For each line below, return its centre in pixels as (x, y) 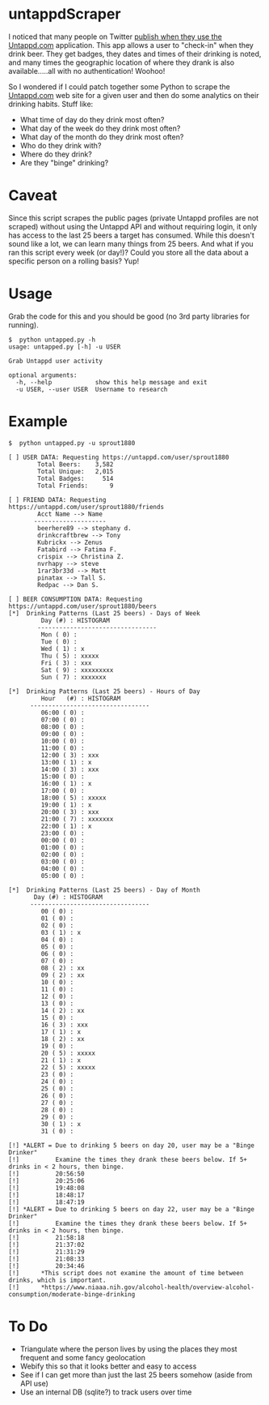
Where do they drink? (56, 154)
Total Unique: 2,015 (76, 471)
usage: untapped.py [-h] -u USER (65, 347)
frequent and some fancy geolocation (82, 1357)
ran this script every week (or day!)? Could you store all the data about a (128, 252)
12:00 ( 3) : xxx (70, 755)
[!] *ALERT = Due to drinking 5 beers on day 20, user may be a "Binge (131, 1145)
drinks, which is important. (57, 1280)
